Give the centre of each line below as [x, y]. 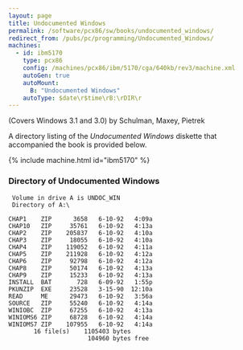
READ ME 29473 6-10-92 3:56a [80, 296]
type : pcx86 [43, 61]
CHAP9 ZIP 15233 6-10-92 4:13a [80, 275]
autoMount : [41, 83]
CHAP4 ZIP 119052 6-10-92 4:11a [80, 247]
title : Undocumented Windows [57, 23]
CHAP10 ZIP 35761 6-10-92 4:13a [80, 226]
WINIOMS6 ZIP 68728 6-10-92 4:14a [80, 317]
